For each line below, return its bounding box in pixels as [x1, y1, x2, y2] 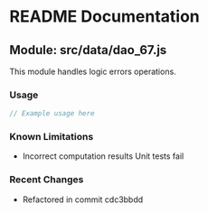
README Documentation [9, 6, 201, 27]
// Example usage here [9, 109, 95, 118]
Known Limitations [9, 131, 94, 143]
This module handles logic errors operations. [9, 66, 176, 77]
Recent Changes [9, 173, 84, 186]
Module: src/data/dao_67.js [9, 42, 167, 58]
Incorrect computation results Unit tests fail [22, 151, 184, 161]
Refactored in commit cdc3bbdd [22, 194, 144, 205]
